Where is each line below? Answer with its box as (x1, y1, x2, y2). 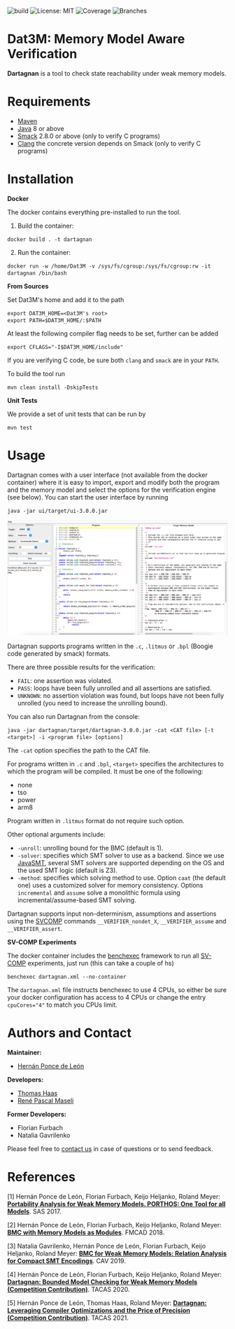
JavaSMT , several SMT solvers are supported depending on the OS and (17, 859, 225, 867)
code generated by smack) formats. (7, 649, 111, 658)
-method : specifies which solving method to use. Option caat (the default (17, 874, 226, 882)
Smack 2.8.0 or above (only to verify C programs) (17, 132, 161, 140)
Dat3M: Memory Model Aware (7, 32, 185, 47)
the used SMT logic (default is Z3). (17, 866, 117, 875)
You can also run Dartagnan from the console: (7, 712, 140, 721)
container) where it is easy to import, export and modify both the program (7, 478, 220, 486)
